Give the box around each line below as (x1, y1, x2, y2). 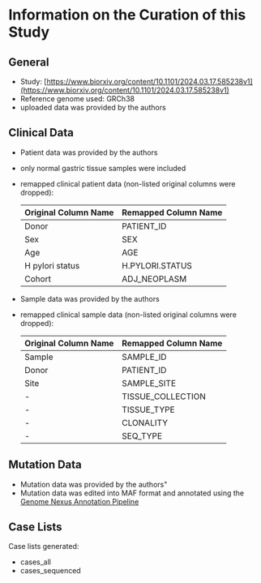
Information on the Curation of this (8, 6, 246, 24)
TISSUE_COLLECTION (121, 391, 207, 402)
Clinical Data (8, 126, 75, 139)
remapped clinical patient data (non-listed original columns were (19, 178, 236, 188)
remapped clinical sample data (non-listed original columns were (19, 310, 237, 319)
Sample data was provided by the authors (19, 294, 160, 303)
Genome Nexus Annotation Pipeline (19, 496, 139, 506)
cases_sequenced (19, 566, 81, 576)
